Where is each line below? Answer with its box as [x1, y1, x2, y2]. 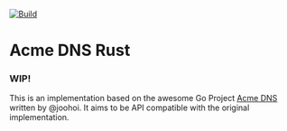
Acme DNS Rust [9, 41, 131, 61]
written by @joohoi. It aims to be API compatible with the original [9, 102, 250, 113]
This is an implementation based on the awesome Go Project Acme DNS [9, 93, 278, 104]
